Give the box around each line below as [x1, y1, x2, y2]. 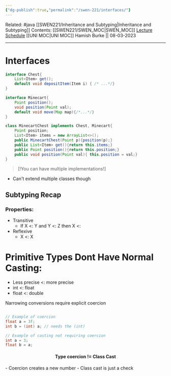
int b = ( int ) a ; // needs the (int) [5, 323, 85, 329]
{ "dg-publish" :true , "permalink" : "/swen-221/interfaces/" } [5, 7, 131, 13]
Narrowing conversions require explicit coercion [5, 300, 106, 306]
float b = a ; [5, 342, 33, 347]
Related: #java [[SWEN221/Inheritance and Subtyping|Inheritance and [5, 21, 152, 28]
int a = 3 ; [5, 338, 28, 343]
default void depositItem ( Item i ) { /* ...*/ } [14, 81, 115, 87]
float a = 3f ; [5, 319, 36, 324]
